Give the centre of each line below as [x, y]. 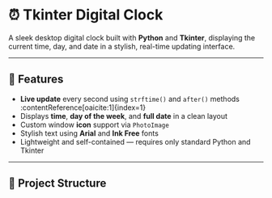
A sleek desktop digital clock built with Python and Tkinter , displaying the [132, 37]
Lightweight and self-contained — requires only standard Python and [135, 141]
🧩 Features [36, 80]
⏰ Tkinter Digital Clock [86, 15]
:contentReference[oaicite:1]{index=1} [83, 107]
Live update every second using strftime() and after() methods [130, 99]
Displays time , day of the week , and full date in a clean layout [124, 116]
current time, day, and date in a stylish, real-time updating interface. [122, 46]
